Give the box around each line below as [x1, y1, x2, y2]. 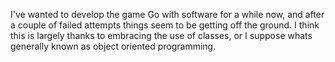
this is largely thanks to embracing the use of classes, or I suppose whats [10, 30, 313, 41]
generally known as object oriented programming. [10, 40, 217, 52]
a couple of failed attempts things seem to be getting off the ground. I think [10, 19, 320, 31]
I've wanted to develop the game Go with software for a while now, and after [10, 9, 325, 20]
